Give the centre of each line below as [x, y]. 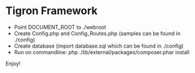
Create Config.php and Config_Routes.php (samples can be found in [97, 33]
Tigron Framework [52, 11]
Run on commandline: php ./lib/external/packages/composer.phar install [102, 52]
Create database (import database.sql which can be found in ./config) [99, 46]
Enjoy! [13, 64]
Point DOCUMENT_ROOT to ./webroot [60, 27]
